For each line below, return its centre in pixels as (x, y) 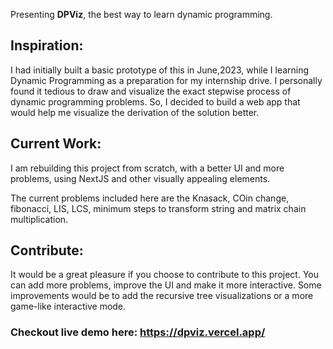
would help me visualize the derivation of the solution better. (135, 112)
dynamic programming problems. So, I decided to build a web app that (155, 101)
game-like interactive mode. (68, 306)
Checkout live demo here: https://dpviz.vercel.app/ (138, 332)
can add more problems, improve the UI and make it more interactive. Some (166, 285)
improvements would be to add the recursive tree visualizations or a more (162, 296)
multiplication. (39, 219)
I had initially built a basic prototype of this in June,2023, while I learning (160, 70)
